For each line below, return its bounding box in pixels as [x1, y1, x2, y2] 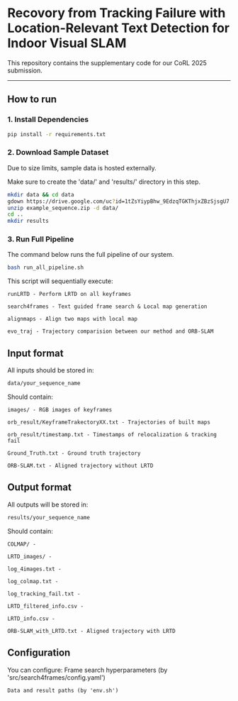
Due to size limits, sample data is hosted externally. [7, 163, 157, 172]
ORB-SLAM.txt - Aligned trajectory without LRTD [7, 463, 154, 470]
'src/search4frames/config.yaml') [7, 673, 106, 682]
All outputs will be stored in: [7, 500, 89, 509]
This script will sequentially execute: [7, 277, 113, 285]
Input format [7, 347, 64, 359]
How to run [7, 94, 57, 106]
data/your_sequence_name [7, 380, 81, 387]
